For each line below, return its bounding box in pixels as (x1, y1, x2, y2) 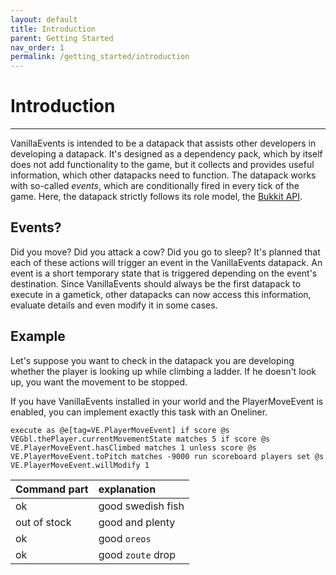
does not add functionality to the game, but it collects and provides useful (10, 159, 315, 171)
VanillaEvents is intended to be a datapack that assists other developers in (10, 137, 317, 150)
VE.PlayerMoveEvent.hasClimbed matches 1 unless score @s (10, 442, 257, 453)
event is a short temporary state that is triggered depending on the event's (10, 267, 318, 279)
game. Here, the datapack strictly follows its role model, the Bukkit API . (10, 191, 303, 203)
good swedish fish (98, 499, 185, 513)
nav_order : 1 (10, 42, 65, 53)
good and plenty (98, 515, 176, 529)
